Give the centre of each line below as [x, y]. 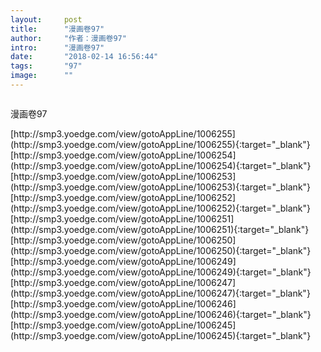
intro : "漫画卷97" [57, 47]
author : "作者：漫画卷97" [68, 38]
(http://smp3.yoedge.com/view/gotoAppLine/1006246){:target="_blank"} [161, 314]
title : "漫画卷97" [57, 29]
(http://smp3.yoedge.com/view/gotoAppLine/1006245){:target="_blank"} [161, 335]
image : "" [42, 76]
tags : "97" [46, 66]
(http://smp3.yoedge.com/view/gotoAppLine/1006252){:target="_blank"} [160, 208]
